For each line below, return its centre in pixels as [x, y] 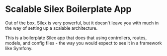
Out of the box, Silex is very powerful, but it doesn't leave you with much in [82, 23]
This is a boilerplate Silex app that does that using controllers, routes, [76, 38]
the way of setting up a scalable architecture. [51, 28]
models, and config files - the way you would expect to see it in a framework [83, 43]
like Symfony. [19, 48]
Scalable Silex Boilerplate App [68, 9]
